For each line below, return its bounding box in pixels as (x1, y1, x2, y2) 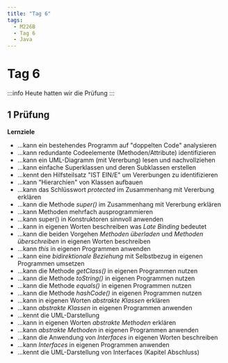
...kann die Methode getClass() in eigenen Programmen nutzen (17, 266, 198, 275)
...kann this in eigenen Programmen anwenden (17, 244, 151, 252)
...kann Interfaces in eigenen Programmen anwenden (17, 340, 170, 348)
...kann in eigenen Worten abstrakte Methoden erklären (17, 318, 177, 327)
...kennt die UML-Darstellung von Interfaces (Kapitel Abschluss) (17, 348, 200, 356)
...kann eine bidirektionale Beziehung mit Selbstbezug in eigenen (17, 252, 203, 260)
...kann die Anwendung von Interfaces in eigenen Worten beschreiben (17, 333, 218, 341)
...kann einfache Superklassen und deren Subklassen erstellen (17, 163, 197, 171)
